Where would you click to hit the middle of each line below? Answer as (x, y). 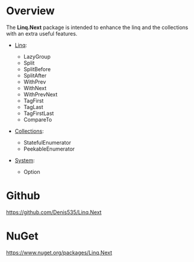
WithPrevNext (41, 94)
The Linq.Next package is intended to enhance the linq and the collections (97, 27)
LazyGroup (37, 56)
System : (25, 160)
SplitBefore (37, 69)
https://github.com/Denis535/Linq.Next (54, 212)
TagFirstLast (39, 113)
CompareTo (38, 119)
